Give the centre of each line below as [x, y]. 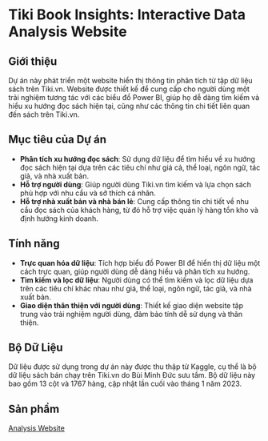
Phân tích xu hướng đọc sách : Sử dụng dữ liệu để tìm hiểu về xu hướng [138, 158]
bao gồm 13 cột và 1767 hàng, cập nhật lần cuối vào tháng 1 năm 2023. [125, 384]
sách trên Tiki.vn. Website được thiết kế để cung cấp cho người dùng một [129, 89]
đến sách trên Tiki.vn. [44, 114]
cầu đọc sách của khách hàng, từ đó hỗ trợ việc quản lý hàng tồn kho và [139, 210]
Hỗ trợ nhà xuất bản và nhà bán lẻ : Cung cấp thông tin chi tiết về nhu [134, 201]
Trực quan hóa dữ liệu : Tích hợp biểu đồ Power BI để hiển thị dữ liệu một [140, 263]
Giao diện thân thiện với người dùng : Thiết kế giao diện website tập [132, 305]
